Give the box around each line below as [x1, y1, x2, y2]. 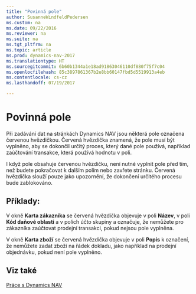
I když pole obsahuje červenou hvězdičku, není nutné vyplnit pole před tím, [6, 160, 189, 167]
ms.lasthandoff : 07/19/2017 [6, 80, 76, 86]
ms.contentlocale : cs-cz [6, 74, 67, 80]
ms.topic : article [6, 47, 51, 53]
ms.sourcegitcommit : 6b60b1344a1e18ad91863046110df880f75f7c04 [6, 63, 165, 70]
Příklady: [6, 196, 40, 207]
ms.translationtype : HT [6, 58, 65, 64]
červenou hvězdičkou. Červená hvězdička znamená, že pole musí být [6, 136, 175, 143]
